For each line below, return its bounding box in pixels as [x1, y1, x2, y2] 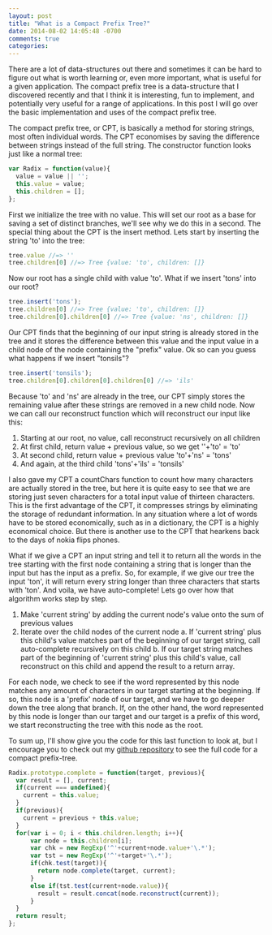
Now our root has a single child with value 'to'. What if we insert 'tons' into [8, 274, 257, 283]
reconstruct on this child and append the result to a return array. [19, 661, 235, 670]
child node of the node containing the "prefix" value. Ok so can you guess [8, 344, 257, 354]
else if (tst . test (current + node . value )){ [29, 881, 169, 890]
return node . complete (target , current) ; [37, 867, 176, 875]
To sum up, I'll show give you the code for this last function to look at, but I [8, 735, 258, 745]
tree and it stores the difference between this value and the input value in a [8, 336, 260, 346]
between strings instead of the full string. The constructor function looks [8, 140, 252, 150]
